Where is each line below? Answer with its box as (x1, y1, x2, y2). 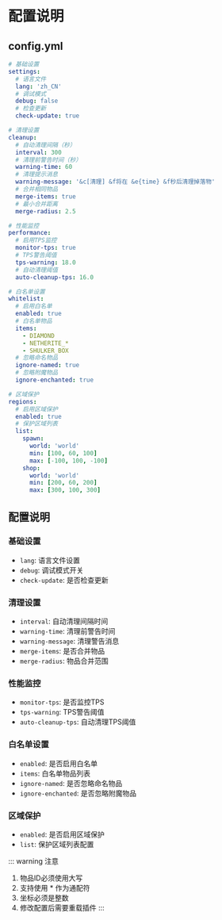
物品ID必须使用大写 (19, 873, 83, 883)
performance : (8, 229, 52, 237)
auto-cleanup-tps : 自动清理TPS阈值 (19, 717, 136, 726)
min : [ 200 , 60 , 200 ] (29, 479, 98, 487)
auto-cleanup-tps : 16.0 (15, 273, 94, 282)
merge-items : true (15, 192, 77, 201)
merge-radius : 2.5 (15, 207, 77, 215)
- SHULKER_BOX (22, 347, 69, 355)
